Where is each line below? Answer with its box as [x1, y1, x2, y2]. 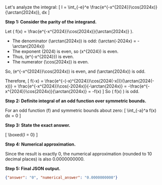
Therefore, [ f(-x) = [5, 78, 44, 84]
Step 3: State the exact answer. [5, 123, 70, 128]
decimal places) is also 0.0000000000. [5, 156, 85, 162]
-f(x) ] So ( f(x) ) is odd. [92, 89, 139, 94]
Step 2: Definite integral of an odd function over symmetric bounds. [5, 98, 147, 104]
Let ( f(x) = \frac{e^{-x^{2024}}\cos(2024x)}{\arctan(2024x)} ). [5, 29, 134, 34]
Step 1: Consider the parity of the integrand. [5, 19, 97, 25]
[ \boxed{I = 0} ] [5, 132, 38, 137]
